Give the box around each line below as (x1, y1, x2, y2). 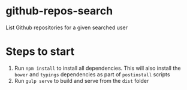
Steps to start (5, 45, 75, 58)
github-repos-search (5, 4, 113, 18)
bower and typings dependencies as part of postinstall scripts (14, 70, 170, 78)
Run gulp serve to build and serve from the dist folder (14, 77, 149, 84)
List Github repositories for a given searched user (5, 24, 128, 31)
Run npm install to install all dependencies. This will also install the (14, 64, 181, 72)
